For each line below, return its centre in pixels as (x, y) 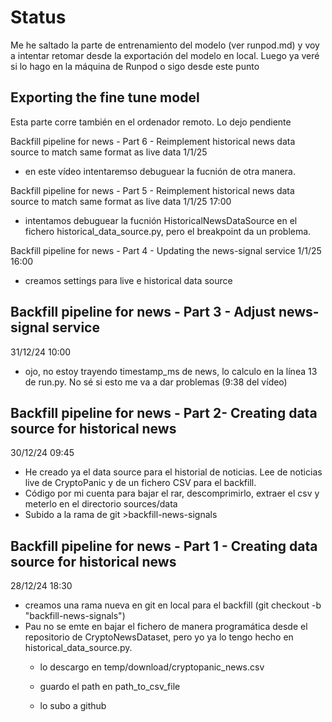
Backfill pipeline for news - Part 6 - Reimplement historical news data (153, 141)
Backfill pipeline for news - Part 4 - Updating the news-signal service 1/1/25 (166, 250)
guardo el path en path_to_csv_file (110, 687)
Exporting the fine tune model (105, 97)
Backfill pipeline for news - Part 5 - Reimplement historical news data (152, 190)
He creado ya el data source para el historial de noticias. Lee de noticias (173, 472)
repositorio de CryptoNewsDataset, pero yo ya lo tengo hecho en (159, 637)
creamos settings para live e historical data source (128, 280)
